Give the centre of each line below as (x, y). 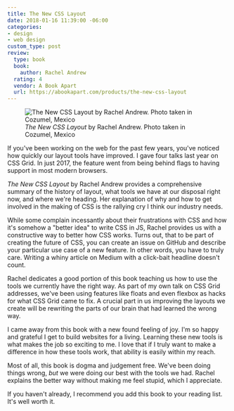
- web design (26, 40)
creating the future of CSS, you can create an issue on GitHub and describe (117, 242)
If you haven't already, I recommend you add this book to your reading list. (115, 394)
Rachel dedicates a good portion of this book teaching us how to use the (112, 279)
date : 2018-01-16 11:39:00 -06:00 (58, 20)
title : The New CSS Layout (47, 14)
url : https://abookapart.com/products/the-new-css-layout (100, 92)
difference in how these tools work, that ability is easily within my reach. (111, 352)
